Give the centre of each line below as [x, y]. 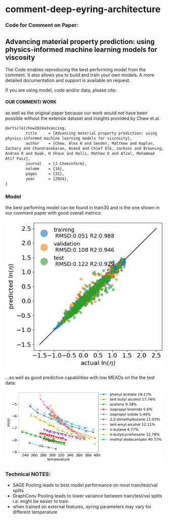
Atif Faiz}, [18, 159]
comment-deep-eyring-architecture [83, 9]
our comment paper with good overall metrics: [54, 213]
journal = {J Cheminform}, [56, 164]
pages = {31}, [45, 174]
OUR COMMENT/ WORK [31, 102]
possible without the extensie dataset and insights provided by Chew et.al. [83, 118]
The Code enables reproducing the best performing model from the [76, 69]
